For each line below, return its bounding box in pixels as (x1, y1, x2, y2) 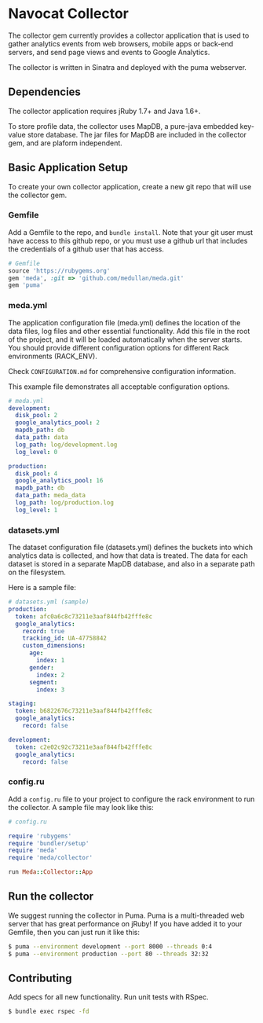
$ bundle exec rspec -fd (8, 1007, 89, 1016)
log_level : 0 (15, 448, 58, 456)
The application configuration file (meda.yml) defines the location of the (8, 317, 241, 327)
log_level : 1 (15, 506, 58, 514)
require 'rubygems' (8, 832, 72, 840)
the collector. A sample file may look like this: (8, 802, 155, 812)
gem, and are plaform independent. (8, 138, 123, 148)
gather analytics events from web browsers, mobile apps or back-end (8, 38, 234, 48)
